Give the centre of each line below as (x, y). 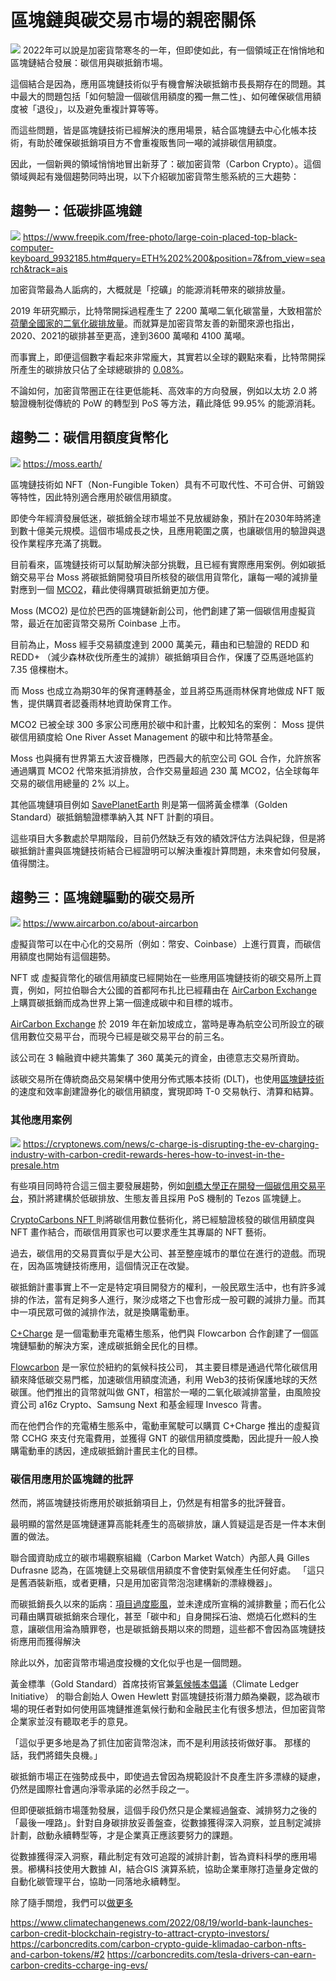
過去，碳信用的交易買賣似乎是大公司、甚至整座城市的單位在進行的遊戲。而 (163, 1253)
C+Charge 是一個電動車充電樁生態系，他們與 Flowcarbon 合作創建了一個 (160, 1333)
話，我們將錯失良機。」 (56, 1755)
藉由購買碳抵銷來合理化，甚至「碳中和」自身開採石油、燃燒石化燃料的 (163, 1616)
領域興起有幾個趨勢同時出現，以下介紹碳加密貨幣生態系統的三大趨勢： (155, 176)
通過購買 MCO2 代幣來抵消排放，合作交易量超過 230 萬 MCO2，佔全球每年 (165, 770)
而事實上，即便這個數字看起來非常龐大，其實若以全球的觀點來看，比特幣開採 (168, 357)
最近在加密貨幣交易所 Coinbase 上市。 (107, 623)
